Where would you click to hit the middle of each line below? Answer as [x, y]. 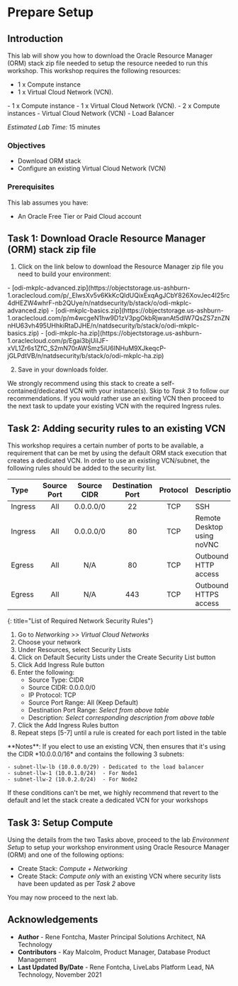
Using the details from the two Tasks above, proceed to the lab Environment [118, 840]
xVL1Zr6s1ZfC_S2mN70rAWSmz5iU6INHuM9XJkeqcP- [87, 348]
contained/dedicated [38, 391]
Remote [208, 518]
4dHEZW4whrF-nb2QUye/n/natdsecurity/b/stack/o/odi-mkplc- [100, 303]
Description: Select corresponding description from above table [121, 717]
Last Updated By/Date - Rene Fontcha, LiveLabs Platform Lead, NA [116, 967]
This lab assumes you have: [48, 202]
